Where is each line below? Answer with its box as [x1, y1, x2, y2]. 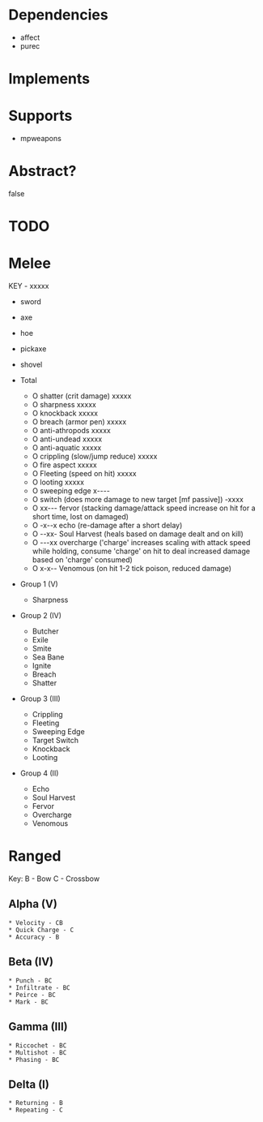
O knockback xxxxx [32, 408, 99, 419]
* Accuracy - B [8, 933, 60, 941]
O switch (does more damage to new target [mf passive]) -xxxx [32, 495, 244, 505]
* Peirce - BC [8, 991, 57, 999]
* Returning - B [8, 1099, 63, 1107]
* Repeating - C [8, 1106, 63, 1115]
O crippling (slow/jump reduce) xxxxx [32, 452, 158, 462]
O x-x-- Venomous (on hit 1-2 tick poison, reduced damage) [32, 564, 232, 574]
